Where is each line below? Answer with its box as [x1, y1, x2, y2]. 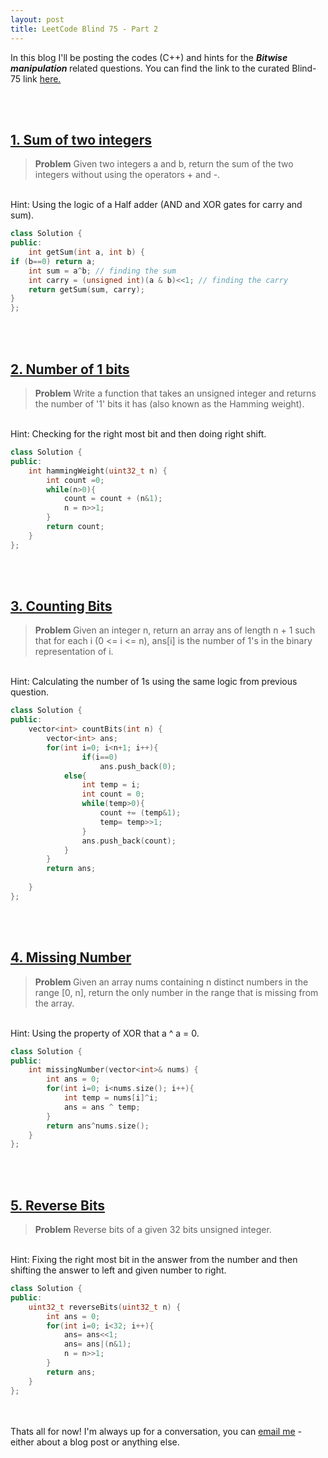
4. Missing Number [10, 949, 132, 966]
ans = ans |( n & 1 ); [63, 1339, 132, 1350]
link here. [23, 72, 62, 85]
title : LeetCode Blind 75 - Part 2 [10, 24, 159, 34]
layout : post [10, 14, 65, 25]
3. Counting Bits [10, 598, 113, 615]
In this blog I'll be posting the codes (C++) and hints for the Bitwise [10, 51, 288, 63]
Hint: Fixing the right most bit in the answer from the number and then [10, 1254, 298, 1266]
